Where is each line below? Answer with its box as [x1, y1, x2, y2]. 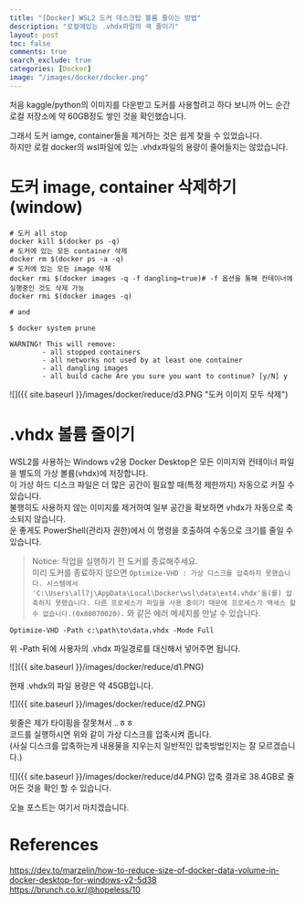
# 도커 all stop [9, 229, 68, 238]
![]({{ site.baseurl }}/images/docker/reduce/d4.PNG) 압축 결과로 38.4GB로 [9, 771, 286, 782]
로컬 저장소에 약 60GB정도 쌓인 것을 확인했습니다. [9, 111, 187, 122]
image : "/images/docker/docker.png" [9, 73, 149, 82]
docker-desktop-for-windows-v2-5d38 [9, 874, 157, 885]
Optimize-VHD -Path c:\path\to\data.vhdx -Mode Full [9, 625, 215, 635]
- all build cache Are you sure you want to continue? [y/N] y [42, 371, 288, 380]
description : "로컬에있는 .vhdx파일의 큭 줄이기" [9, 22, 179, 31]
